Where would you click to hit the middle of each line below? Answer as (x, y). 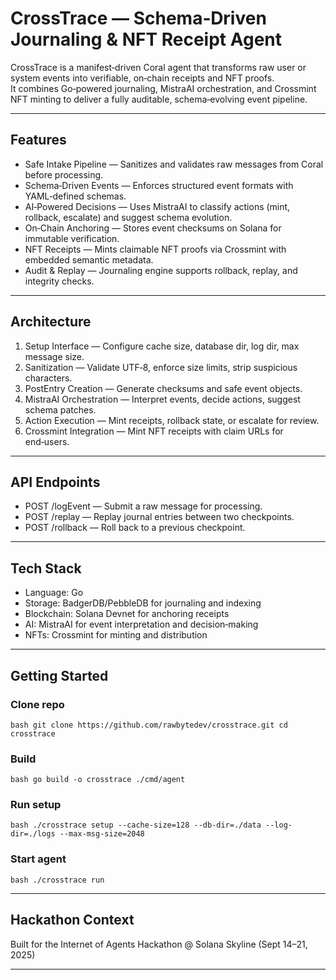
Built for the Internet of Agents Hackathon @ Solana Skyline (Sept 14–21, (159, 944)
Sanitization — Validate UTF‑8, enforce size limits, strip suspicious (161, 367)
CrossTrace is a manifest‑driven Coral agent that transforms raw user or (158, 67)
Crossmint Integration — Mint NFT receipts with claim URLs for (154, 431)
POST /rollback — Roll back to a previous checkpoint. (135, 528)
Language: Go (54, 593)
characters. (48, 378)
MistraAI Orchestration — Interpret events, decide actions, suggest (162, 399)
